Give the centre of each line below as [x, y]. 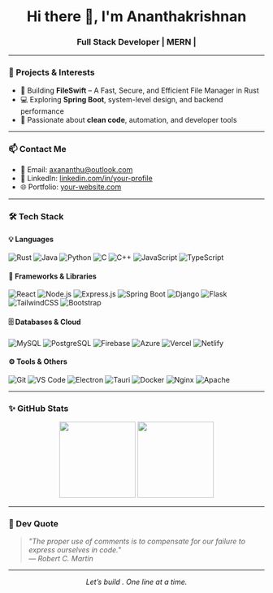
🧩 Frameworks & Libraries [53, 276]
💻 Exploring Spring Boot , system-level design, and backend [121, 99]
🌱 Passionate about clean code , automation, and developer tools [128, 119]
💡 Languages [31, 239]
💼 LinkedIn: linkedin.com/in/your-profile [86, 179]
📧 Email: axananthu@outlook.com [76, 170]
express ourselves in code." [75, 550]
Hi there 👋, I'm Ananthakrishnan [136, 17]
